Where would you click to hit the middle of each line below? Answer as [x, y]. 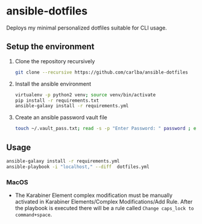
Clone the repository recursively [55, 61]
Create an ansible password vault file [61, 117]
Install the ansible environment [53, 84]
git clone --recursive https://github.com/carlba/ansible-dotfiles [101, 72]
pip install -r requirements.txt [57, 101]
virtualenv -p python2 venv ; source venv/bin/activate [85, 95]
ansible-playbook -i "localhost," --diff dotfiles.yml [78, 167]
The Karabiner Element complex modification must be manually [94, 195]
